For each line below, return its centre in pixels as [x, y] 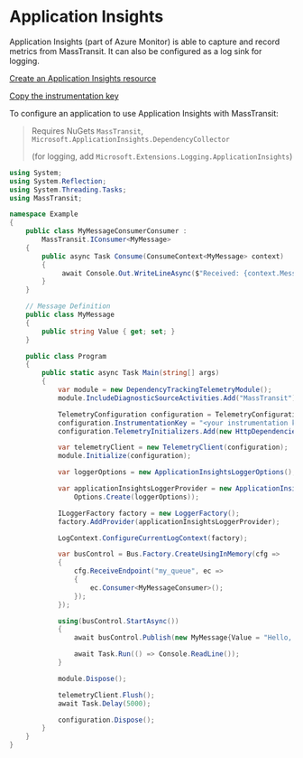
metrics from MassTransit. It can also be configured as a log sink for [136, 51]
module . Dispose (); [92, 678]
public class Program [66, 356]
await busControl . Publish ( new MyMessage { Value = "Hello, [183, 638]
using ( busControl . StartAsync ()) [118, 621]
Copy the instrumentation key [64, 96]
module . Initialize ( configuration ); [124, 456]
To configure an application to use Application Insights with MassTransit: [144, 113]
